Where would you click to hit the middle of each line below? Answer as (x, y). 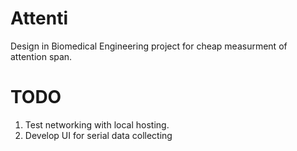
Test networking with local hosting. (97, 124)
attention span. (41, 56)
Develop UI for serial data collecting (98, 135)
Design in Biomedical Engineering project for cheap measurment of (149, 46)
